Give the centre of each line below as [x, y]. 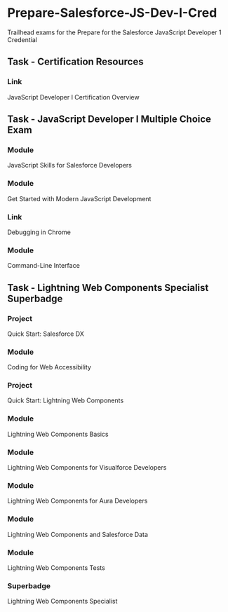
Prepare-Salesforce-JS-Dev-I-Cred [112, 13]
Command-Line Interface [44, 266]
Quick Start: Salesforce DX [46, 334]
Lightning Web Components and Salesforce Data [78, 534]
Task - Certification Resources [75, 62]
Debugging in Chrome [39, 232]
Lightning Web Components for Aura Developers [78, 501]
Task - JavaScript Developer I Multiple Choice [109, 120]
